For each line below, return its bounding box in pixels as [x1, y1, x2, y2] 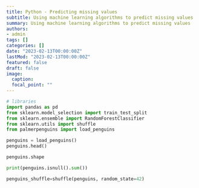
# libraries [6, 99, 36, 105]
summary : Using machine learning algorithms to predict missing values [6, 20, 191, 26]
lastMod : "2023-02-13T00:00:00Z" [6, 54, 91, 60]
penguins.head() [6, 143, 47, 149]
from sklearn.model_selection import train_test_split [6, 109, 148, 115]
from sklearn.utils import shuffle [6, 121, 96, 127]
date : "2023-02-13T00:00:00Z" [6, 48, 83, 54]
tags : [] [6, 37, 28, 43]
